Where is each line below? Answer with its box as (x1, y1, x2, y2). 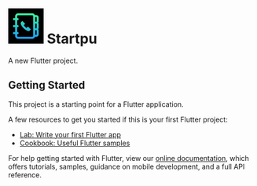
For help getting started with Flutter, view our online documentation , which (8, 153, 250, 162)
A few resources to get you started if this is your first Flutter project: (8, 115, 228, 124)
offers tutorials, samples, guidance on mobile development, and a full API (8, 162, 245, 171)
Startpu (46, 30, 97, 48)
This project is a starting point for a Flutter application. (8, 99, 184, 109)
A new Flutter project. (8, 56, 79, 65)
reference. (8, 170, 42, 180)
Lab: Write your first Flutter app (19, 129, 122, 139)
